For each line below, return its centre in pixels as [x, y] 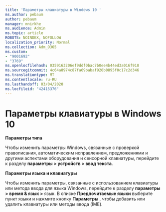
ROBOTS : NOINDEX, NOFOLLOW [33, 38]
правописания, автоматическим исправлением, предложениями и [77, 153]
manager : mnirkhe [23, 24]
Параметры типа [24, 138]
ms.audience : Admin [25, 28]
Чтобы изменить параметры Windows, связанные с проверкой [72, 147]
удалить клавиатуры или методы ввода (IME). [54, 204]
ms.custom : [16, 51]
